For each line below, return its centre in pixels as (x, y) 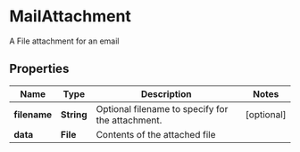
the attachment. (129, 120)
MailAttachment (71, 16)
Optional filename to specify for (162, 108)
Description (167, 93)
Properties (39, 69)
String (74, 115)
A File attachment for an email (64, 41)
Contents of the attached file (156, 134)
